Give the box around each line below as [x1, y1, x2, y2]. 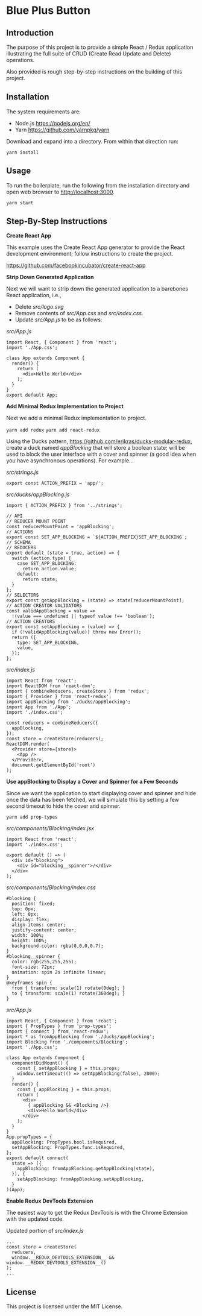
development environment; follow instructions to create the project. [6, 250, 174, 257]
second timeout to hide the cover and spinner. [6, 802, 121, 810]
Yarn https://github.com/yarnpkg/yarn [14, 126, 110, 133]
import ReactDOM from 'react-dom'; [6, 683, 96, 689]
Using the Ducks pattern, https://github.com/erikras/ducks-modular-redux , [6, 438, 193, 445]
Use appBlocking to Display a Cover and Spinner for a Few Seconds [6, 778, 178, 786]
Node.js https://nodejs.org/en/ [14, 119, 90, 127]
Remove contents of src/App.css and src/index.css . [14, 310, 144, 317]
